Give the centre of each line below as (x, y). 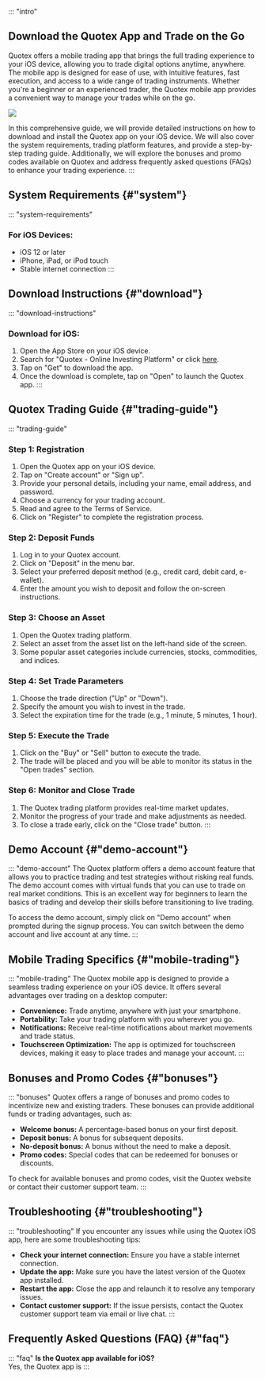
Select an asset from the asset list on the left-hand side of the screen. (133, 643)
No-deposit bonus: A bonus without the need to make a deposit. (125, 1146)
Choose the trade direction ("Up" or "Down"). (94, 699)
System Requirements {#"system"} (98, 195)
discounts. (36, 1163)
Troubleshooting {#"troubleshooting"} (106, 1212)
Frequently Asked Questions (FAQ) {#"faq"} (119, 1339)
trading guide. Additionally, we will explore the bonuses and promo (133, 153)
